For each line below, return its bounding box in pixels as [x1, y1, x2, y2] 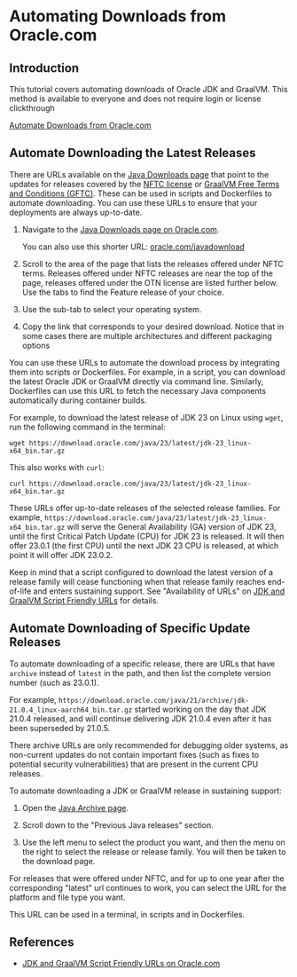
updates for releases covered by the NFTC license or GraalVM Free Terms [9, 178, 280, 189]
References [9, 934, 74, 950]
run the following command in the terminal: [9, 422, 166, 432]
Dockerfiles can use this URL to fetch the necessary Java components [9, 385, 267, 396]
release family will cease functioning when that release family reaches [9, 576, 266, 587]
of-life [9, 586, 32, 596]
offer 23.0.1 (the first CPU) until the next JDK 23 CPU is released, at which [9, 540, 279, 551]
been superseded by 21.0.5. [9, 722, 111, 733]
